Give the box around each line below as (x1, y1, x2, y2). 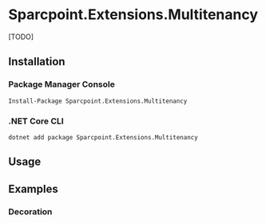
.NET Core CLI (8, 115, 64, 127)
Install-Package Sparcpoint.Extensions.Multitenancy (8, 97, 188, 105)
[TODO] (8, 32, 34, 41)
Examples (8, 182, 58, 196)
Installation (8, 55, 66, 68)
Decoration (8, 205, 53, 217)
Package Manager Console (8, 79, 116, 90)
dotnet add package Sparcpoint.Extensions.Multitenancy (8, 133, 198, 141)
